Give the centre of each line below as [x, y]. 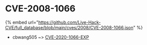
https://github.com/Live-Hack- [70, 22]
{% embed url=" [22, 22]
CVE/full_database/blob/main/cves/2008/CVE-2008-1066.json [69, 27]
